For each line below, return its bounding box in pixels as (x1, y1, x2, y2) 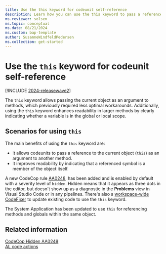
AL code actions (5, 244, 39, 250)
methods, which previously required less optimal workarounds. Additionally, (5, 102, 160, 108)
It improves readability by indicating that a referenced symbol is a (12, 160, 146, 166)
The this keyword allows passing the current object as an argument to (5, 97, 149, 103)
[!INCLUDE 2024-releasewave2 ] (5, 87, 71, 93)
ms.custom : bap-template (5, 30, 56, 35)
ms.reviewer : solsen (5, 16, 48, 21)
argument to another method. (12, 155, 73, 161)
